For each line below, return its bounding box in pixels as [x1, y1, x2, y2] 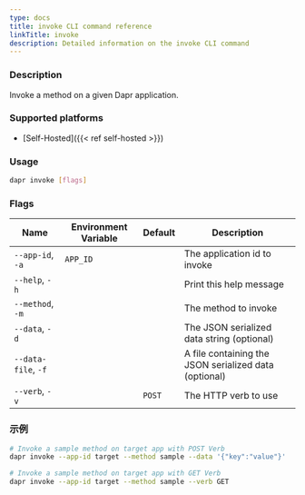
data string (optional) [183, 332, 274, 345]
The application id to [183, 247, 272, 260]
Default [143, 226, 175, 239]
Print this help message [183, 278, 284, 291]
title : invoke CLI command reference [9, 22, 152, 31]
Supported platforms [9, 112, 104, 124]
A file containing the [183, 347, 270, 360]
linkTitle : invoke [9, 30, 79, 39]
